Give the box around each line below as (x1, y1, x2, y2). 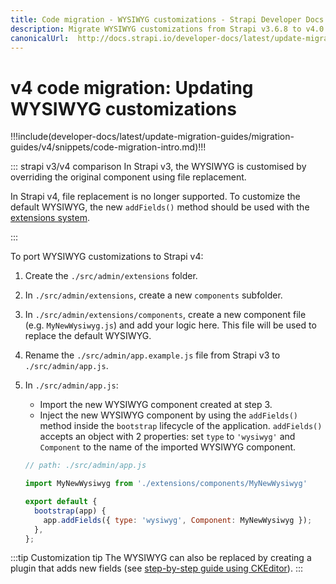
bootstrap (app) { (34, 506, 107, 516)
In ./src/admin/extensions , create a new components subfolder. (24, 289, 283, 301)
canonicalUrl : (10, 33, 70, 43)
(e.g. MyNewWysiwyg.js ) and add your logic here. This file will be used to (24, 319, 317, 331)
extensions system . (10, 212, 90, 224)
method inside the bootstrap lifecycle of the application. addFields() (39, 420, 323, 432)
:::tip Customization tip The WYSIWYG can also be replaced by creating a (10, 552, 312, 564)
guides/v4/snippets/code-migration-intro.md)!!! (10, 141, 207, 153)
